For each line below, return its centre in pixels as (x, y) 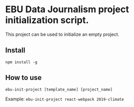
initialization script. (47, 20)
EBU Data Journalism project (67, 9)
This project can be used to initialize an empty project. (62, 34)
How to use (23, 78)
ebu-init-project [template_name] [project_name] (59, 89)
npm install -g (21, 62)
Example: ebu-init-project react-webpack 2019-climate (65, 99)
